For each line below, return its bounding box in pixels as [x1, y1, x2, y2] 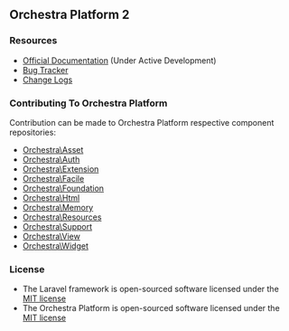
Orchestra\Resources [22, 212, 102, 222]
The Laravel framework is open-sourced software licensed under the [22, 284, 280, 295]
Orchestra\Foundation [22, 183, 105, 194]
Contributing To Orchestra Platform [9, 97, 168, 109]
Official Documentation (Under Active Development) [22, 54, 217, 66]
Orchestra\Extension [22, 163, 99, 175]
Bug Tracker [22, 64, 69, 75]
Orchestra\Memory [22, 202, 94, 213]
